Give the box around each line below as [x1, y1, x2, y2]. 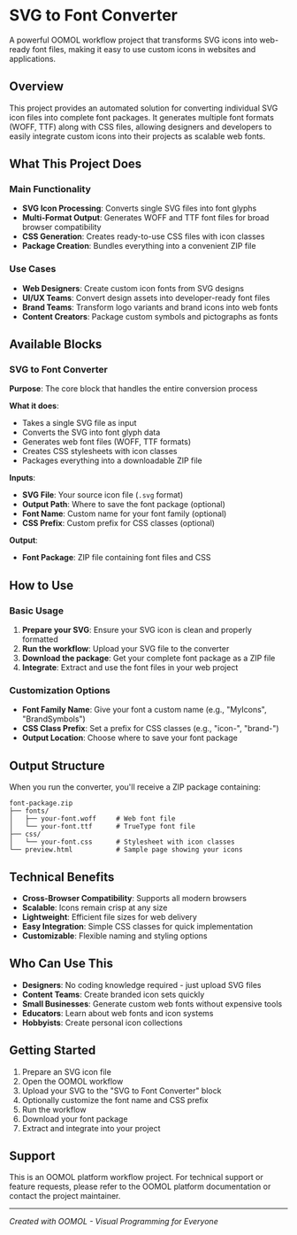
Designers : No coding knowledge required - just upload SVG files [21, 979, 263, 990]
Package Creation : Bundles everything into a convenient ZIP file [21, 241, 256, 251]
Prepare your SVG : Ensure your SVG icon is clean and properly [21, 625, 252, 636]
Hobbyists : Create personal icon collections [21, 1017, 183, 1028]
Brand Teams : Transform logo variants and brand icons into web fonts [21, 302, 278, 313]
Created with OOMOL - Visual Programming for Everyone [9, 1216, 218, 1227]
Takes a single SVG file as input [21, 418, 137, 428]
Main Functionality [9, 183, 91, 196]
